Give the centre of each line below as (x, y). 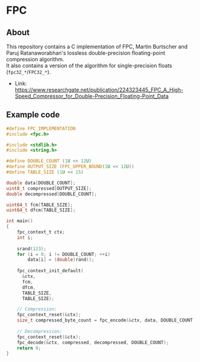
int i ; (25, 238)
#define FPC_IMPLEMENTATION (41, 129)
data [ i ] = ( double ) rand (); (61, 260)
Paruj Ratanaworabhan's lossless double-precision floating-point (86, 53)
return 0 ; (29, 348)
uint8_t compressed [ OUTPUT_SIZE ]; (49, 188)
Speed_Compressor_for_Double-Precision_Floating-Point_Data (92, 96)
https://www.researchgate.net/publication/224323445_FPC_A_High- (99, 90)
